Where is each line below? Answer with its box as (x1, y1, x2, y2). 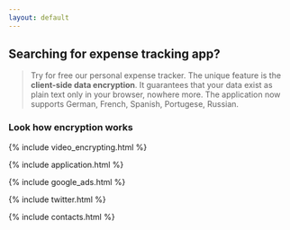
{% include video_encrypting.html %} (8, 141, 148, 153)
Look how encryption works (8, 121, 133, 134)
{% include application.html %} (8, 159, 124, 170)
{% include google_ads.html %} (8, 176, 126, 187)
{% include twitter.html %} (8, 194, 107, 205)
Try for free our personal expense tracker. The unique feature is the (30, 70, 281, 81)
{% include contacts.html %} (8, 211, 115, 222)
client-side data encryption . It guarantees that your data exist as (30, 80, 273, 91)
